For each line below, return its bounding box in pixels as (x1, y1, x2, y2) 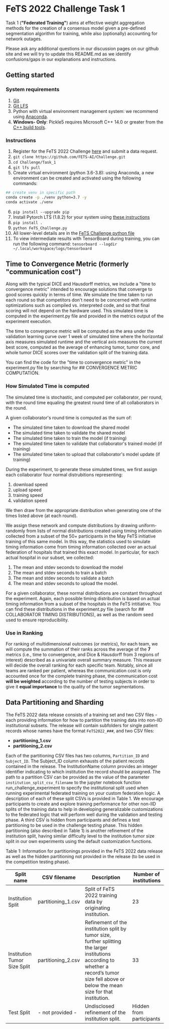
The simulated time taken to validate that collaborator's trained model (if (13, 440, 162, 446)
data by (85, 898, 103, 905)
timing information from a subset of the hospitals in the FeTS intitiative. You (6, 601, 161, 607)
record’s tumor (85, 969, 119, 976)
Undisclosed (85, 1002, 115, 1009)
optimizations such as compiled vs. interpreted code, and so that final (6, 302, 150, 308)
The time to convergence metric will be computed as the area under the (6, 328, 154, 334)
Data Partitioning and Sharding (6, 698, 104, 707)
